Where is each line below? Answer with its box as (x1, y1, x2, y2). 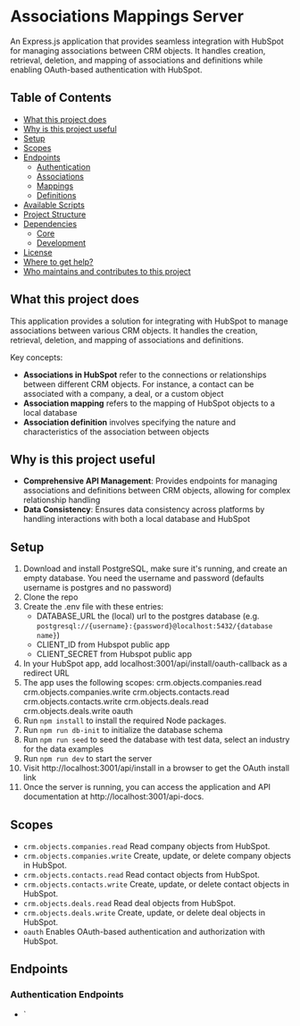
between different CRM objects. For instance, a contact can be (22, 378, 254, 390)
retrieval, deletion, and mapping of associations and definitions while (10, 55, 263, 65)
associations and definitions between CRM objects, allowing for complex (22, 485, 291, 496)
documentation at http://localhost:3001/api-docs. (22, 791, 204, 802)
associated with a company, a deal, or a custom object (22, 388, 224, 399)
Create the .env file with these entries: (22, 601, 164, 612)
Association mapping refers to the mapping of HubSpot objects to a (22, 398, 275, 408)
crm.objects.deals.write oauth (22, 706, 133, 717)
